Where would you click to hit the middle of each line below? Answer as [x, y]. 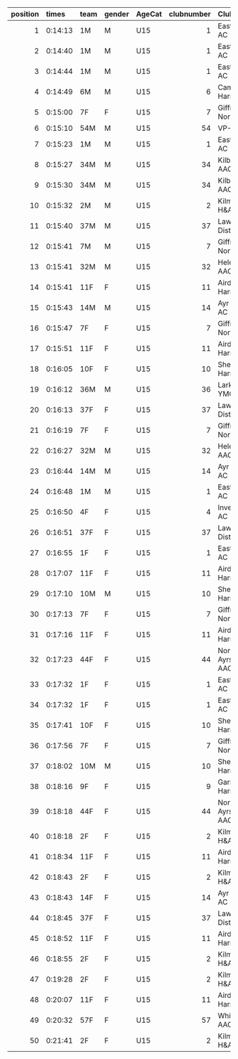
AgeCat [149, 14]
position [25, 14]
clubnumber [190, 14]
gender [117, 14]
